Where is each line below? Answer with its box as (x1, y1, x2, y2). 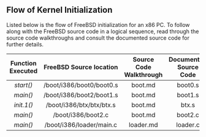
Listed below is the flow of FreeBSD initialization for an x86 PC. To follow (6, 21, 190, 28)
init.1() (13, 100, 34, 109)
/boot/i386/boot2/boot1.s (43, 91, 118, 99)
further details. (6, 40, 44, 48)
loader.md (128, 120, 158, 129)
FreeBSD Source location (44, 62, 118, 71)
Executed (9, 67, 38, 75)
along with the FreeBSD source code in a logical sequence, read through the (6, 28, 199, 35)
